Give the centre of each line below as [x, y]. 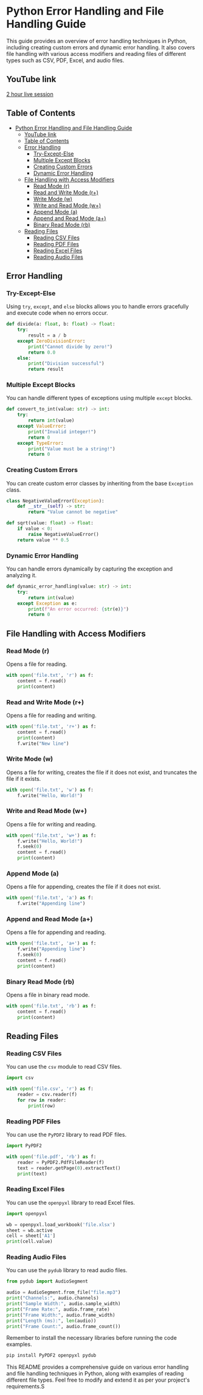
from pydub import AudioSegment [47, 1281]
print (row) [42, 1106]
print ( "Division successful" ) [66, 364]
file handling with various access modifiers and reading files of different [96, 53]
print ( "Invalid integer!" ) [62, 432]
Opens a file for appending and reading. [56, 932]
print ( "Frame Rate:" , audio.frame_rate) [58, 1309]
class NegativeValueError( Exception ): [55, 501]
